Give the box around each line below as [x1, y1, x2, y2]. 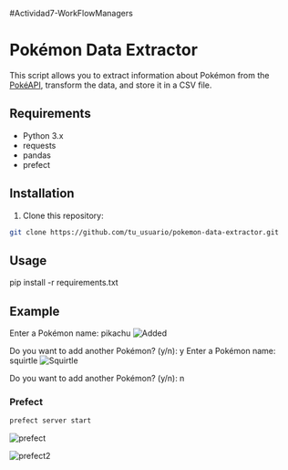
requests [22, 140, 57, 151]
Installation [9, 186, 75, 202]
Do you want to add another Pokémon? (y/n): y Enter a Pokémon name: [9, 346, 276, 357]
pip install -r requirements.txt [9, 277, 118, 288]
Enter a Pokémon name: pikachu [9, 328, 131, 339]
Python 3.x [22, 130, 64, 141]
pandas [22, 150, 52, 161]
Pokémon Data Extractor [9, 40, 199, 60]
